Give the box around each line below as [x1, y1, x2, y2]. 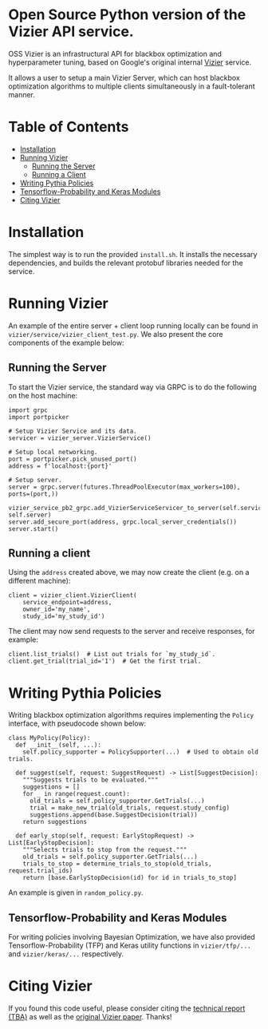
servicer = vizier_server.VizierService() [8, 433, 152, 442]
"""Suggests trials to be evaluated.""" [22, 776, 159, 784]
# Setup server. [8, 476, 62, 484]
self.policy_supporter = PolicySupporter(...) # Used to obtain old [22, 748, 259, 756]
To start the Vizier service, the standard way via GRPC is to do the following [8, 382, 257, 392]
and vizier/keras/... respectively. [8, 949, 124, 959]
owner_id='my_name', [22, 605, 91, 614]
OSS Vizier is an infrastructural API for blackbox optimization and [8, 49, 222, 58]
